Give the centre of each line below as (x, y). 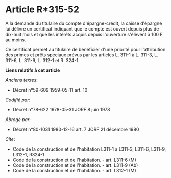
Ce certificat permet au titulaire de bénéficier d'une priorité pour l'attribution (86, 49)
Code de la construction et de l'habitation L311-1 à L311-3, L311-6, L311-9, (89, 149)
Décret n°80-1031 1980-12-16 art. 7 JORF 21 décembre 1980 (76, 129)
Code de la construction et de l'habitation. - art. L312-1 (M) (74, 170)
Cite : (10, 139)
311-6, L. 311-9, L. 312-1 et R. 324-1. (42, 60)
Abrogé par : (18, 119)
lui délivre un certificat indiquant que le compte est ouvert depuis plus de (82, 28)
